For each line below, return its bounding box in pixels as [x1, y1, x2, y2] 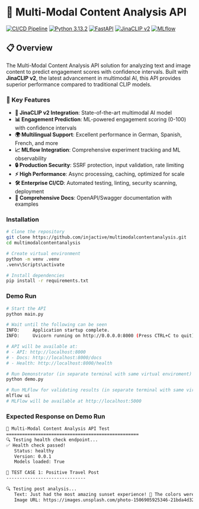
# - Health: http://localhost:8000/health [6, 360, 113, 366]
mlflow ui [6, 392, 31, 399]
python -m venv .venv [6, 256, 60, 262]
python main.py [6, 311, 44, 317]
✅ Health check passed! [6, 442, 66, 448]
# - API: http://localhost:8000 [6, 349, 86, 355]
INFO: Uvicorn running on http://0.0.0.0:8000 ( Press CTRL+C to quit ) [6, 333, 195, 339]
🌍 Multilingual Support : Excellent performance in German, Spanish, [14, 131, 182, 139]
